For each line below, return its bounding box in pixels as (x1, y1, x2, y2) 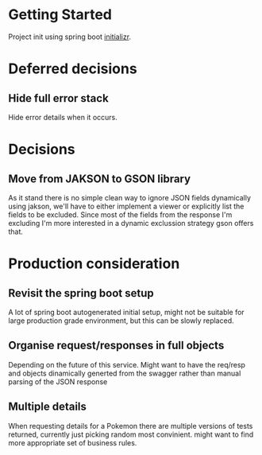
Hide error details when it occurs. (8, 112, 118, 122)
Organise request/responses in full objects (8, 339, 225, 352)
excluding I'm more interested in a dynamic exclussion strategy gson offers (8, 218, 254, 227)
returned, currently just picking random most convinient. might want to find (8, 430, 254, 439)
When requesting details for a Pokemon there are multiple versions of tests (8, 421, 253, 430)
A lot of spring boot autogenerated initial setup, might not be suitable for (8, 307, 245, 317)
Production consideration (8, 255, 180, 273)
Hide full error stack (8, 91, 109, 105)
